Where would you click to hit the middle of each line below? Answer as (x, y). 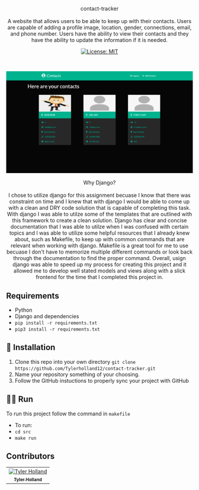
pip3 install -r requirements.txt (57, 329)
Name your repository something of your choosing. (77, 374)
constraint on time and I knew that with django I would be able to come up (99, 201)
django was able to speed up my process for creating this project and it (99, 265)
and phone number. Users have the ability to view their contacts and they (99, 34)
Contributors (31, 456)
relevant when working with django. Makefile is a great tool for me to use (99, 246)
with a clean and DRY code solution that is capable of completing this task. (99, 208)
